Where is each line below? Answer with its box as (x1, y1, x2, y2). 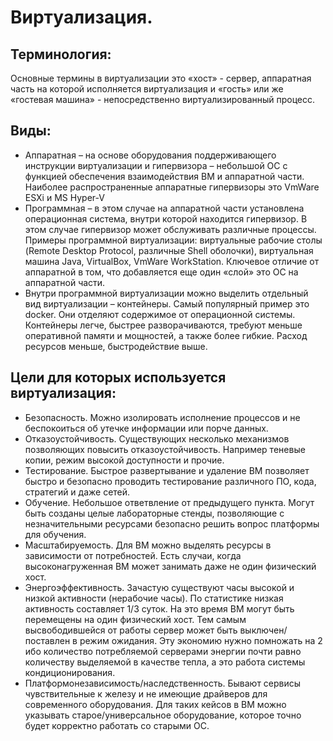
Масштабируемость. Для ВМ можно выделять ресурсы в (24, 539, 272, 551)
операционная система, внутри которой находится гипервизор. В (24, 212, 308, 225)
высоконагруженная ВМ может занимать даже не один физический (24, 560, 317, 572)
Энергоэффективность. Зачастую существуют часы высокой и (24, 581, 295, 593)
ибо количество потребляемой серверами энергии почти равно (24, 645, 302, 657)
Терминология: (10, 46, 112, 63)
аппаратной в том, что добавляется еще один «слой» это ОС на (24, 266, 299, 278)
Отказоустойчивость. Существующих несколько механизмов (24, 432, 290, 445)
